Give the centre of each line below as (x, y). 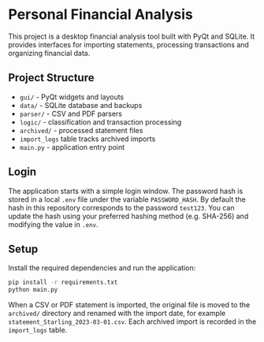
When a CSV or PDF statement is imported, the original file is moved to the (129, 305)
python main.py (33, 290)
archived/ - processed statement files (81, 130)
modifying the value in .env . (53, 224)
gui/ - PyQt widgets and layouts (72, 97)
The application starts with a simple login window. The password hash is (126, 191)
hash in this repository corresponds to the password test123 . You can (121, 207)
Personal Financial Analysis (100, 15)
